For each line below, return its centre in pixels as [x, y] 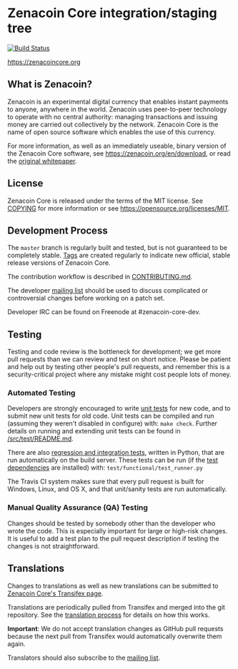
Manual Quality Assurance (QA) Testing [78, 508]
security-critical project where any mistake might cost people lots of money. [119, 374]
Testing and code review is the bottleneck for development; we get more [114, 352]
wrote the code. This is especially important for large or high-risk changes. [118, 530]
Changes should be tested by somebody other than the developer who [111, 523]
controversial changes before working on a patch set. [86, 298]
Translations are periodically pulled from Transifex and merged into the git [116, 607]
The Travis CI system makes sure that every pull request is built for [106, 482]
